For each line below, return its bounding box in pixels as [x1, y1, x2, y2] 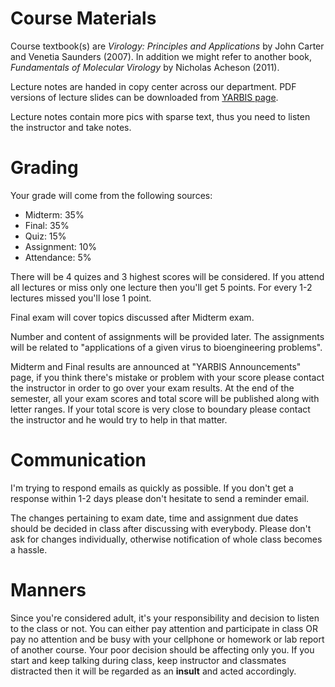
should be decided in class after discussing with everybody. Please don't [10, 522, 312, 534]
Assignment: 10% [24, 240, 98, 252]
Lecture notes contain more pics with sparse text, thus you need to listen [10, 110, 311, 122]
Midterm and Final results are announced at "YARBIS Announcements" [10, 360, 302, 372]
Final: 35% [24, 219, 70, 231]
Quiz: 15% [24, 230, 67, 242]
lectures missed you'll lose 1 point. [10, 292, 152, 304]
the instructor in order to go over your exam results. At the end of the [10, 382, 295, 394]
